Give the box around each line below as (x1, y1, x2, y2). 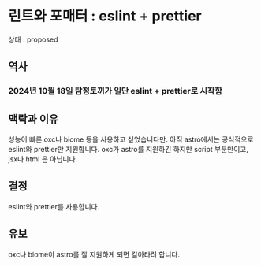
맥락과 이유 (8, 112, 59, 126)
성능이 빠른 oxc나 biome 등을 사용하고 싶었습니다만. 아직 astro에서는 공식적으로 (8, 135, 254, 144)
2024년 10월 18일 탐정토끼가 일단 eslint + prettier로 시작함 (8, 86, 222, 97)
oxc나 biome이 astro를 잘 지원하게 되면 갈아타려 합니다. (8, 249, 181, 259)
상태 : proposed (8, 35, 58, 44)
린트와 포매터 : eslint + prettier (8, 7, 203, 25)
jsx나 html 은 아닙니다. (8, 154, 78, 164)
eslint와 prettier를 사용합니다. (8, 201, 100, 211)
